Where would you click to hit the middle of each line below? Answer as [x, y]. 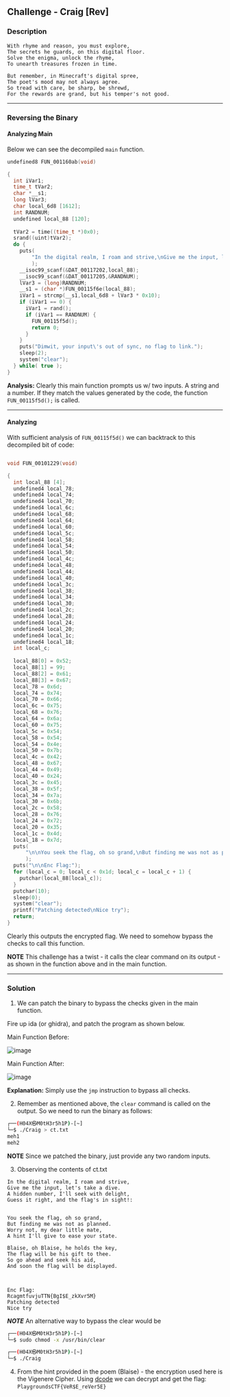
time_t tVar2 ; [33, 187]
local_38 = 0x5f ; [38, 789]
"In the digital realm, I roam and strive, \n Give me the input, [125, 258]
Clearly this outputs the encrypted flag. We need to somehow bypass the [110, 936]
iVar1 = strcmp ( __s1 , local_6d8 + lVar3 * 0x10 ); [90, 295]
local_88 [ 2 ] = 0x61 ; [42, 673]
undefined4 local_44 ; [44, 571]
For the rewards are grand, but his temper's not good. [88, 94]
